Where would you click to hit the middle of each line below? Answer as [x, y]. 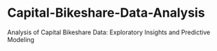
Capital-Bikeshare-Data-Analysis [106, 13]
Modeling [21, 39]
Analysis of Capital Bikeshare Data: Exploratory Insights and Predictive [109, 32]
